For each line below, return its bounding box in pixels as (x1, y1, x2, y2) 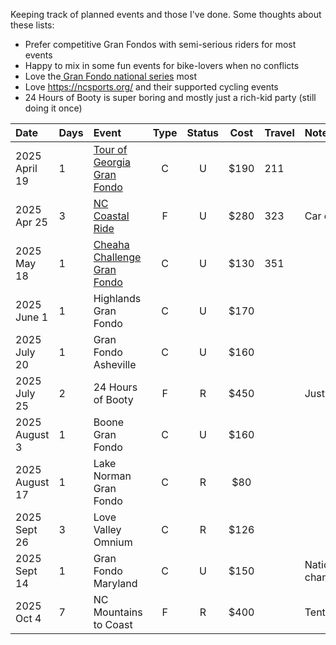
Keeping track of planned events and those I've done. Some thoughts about (10, 9, 322, 20)
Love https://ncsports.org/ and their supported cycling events (24, 81, 279, 93)
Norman (93, 469, 132, 483)
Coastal (93, 209, 130, 223)
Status (186, 126, 220, 139)
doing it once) (24, 102, 83, 114)
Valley (93, 523, 122, 536)
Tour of (93, 143, 128, 156)
